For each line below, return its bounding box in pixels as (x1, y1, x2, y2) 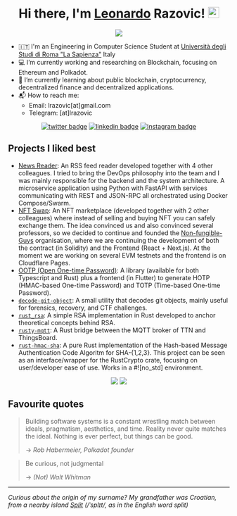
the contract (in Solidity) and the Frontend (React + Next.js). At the (18, 244, 211, 252)
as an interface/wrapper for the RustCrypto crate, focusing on (18, 355, 198, 364)
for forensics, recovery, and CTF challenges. (18, 303, 148, 312)
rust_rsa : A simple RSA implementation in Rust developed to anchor (18, 310, 216, 319)
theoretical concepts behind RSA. (18, 318, 115, 327)
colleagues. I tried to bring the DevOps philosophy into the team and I (18, 168, 220, 177)
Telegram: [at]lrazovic (28, 108, 93, 117)
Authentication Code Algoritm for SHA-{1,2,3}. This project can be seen (18, 348, 226, 357)
